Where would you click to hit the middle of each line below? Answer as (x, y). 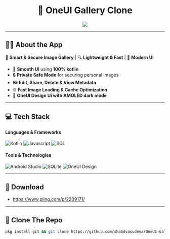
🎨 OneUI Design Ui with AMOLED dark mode (60, 95)
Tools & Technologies (28, 155)
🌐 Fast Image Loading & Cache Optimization (60, 90)
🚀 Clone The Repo (34, 220)
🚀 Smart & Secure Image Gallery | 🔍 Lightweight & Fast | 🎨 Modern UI (79, 57)
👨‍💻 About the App (34, 45)
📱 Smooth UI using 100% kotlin (46, 69)
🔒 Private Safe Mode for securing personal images (66, 75)
